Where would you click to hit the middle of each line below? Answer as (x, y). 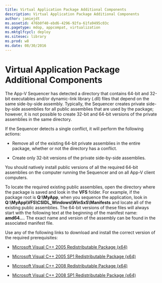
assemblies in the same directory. (38, 119)
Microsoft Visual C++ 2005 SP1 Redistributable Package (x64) (74, 256)
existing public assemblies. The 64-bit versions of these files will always (77, 207)
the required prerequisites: (31, 237)
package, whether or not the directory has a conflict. (65, 148)
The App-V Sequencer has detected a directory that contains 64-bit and (77, 93)
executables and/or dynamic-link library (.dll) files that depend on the (80, 99)
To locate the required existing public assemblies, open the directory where (80, 187)
